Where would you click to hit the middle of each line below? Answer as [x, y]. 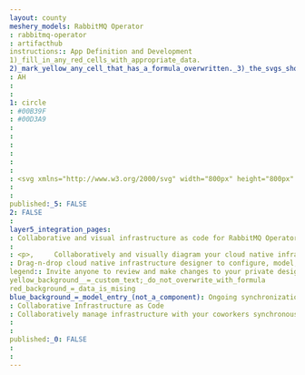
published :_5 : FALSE [49, 204]
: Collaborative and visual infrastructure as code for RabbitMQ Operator [154, 238]
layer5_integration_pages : [60, 229]
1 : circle [28, 102]
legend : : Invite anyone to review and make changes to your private [142, 272]
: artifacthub [36, 43]
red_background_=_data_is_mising [73, 289]
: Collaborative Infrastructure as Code [87, 306]
